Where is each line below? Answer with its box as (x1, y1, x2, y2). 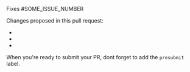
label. (6, 60, 20, 67)
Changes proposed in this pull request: (6, 17, 104, 24)
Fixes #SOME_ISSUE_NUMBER (6, 5, 84, 12)
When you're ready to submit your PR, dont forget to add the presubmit (6, 54, 185, 60)
